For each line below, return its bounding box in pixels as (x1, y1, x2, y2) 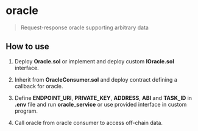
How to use (5, 41, 49, 52)
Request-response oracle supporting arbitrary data (20, 24, 149, 31)
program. (14, 107, 38, 115)
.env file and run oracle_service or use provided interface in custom (14, 101, 187, 108)
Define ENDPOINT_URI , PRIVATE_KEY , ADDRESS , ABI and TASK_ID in (14, 94, 193, 101)
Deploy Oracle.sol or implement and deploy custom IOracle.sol (14, 57, 174, 65)
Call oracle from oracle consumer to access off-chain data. (14, 119, 163, 126)
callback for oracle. (14, 82, 63, 90)
